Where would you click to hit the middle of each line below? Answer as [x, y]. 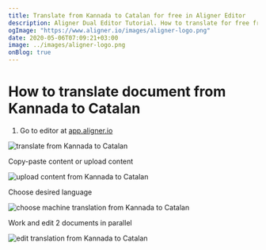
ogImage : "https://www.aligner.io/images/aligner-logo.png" [110, 30]
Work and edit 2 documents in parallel [70, 222]
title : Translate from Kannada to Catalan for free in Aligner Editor [127, 15]
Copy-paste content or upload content [71, 161]
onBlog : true [30, 52]
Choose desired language [50, 192]
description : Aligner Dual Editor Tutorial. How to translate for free [129, 23]
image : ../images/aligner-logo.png [67, 45]
